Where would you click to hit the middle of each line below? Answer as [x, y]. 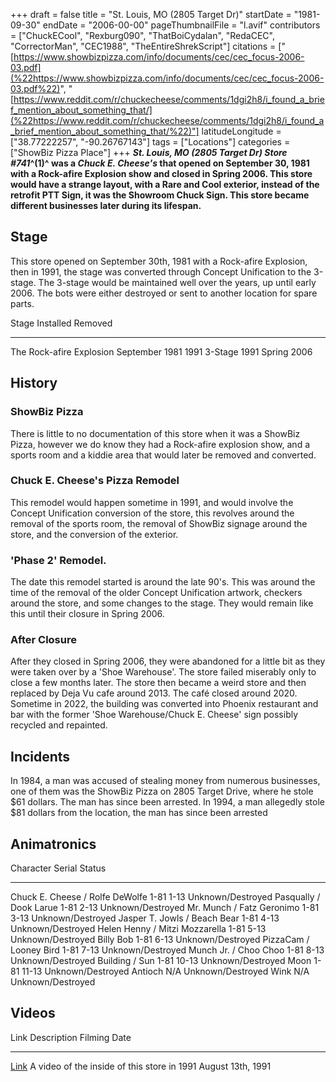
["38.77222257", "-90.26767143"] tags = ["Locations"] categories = [150, 142]
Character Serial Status [58, 868]
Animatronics [53, 844]
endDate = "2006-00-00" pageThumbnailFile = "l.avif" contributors [181, 25]
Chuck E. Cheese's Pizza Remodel [95, 481]
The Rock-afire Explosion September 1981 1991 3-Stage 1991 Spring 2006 [161, 351]
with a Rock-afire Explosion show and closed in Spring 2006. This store [161, 173]
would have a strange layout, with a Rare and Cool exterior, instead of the [165, 184]
